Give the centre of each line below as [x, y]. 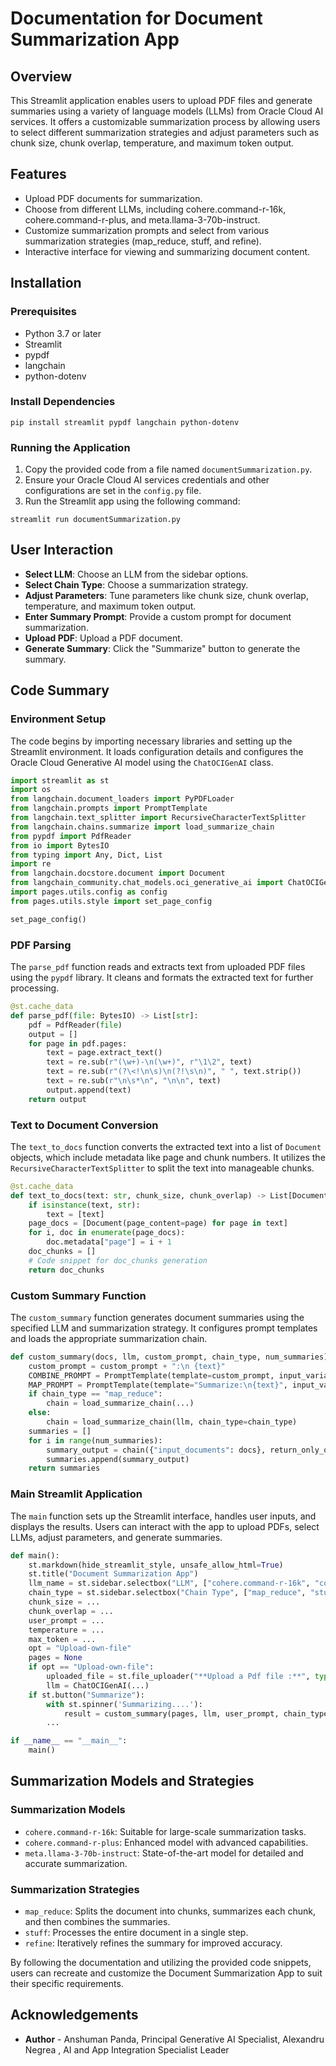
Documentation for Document [136, 18]
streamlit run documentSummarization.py [96, 520]
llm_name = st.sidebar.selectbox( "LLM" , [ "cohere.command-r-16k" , [169, 1583]
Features [38, 174]
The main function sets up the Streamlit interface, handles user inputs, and [163, 1516]
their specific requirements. [67, 1984]
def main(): [35, 1555]
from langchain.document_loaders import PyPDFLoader [122, 799]
